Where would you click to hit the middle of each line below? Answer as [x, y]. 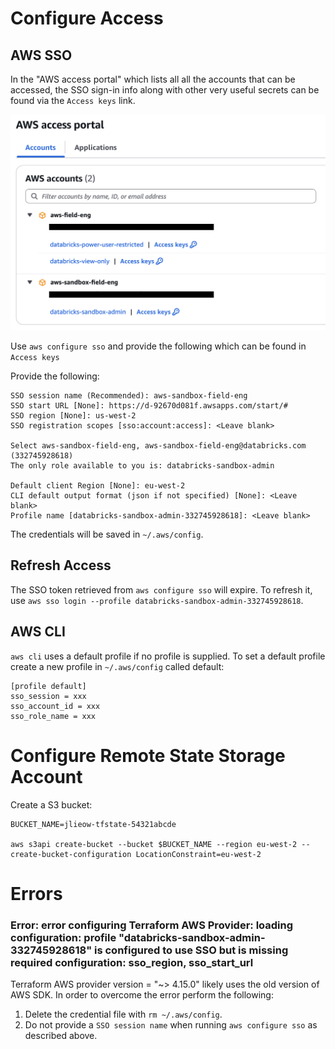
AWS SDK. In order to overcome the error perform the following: [142, 995]
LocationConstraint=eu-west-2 [198, 854]
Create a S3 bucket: [51, 804]
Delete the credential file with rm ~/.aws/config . [123, 1014]
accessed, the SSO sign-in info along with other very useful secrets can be [165, 90]
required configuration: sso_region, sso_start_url [132, 962]
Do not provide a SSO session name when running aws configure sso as [171, 1025]
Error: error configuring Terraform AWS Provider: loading [152, 925]
